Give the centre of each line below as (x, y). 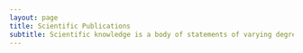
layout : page (34, 18)
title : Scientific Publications (70, 26)
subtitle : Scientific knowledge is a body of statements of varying (141, 34)
